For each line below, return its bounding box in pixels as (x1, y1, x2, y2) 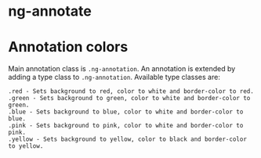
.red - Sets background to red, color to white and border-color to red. (8, 88, 255, 95)
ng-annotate (8, 2, 92, 20)
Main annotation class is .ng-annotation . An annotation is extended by (8, 64, 236, 74)
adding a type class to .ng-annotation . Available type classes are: (8, 73, 221, 82)
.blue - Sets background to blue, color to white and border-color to (8, 108, 244, 116)
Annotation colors (8, 38, 129, 56)
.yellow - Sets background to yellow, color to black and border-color (8, 135, 247, 143)
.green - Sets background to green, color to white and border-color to (8, 95, 251, 102)
